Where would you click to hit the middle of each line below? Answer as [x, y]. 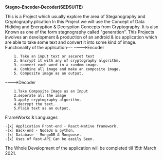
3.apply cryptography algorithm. [48, 100]
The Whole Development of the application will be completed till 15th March [81, 148]
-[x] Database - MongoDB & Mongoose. [43, 135]
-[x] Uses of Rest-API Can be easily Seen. [50, 139]
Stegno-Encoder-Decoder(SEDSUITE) [44, 7]
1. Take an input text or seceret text [54, 56]
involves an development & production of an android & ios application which [81, 37]
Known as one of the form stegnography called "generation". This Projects [80, 32]
